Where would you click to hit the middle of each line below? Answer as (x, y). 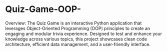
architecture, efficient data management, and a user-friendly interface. (78, 44)
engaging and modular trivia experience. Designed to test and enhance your (84, 33)
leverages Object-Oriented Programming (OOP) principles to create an (78, 28)
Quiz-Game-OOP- (43, 9)
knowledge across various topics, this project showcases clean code (76, 39)
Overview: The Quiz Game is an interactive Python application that (73, 23)
